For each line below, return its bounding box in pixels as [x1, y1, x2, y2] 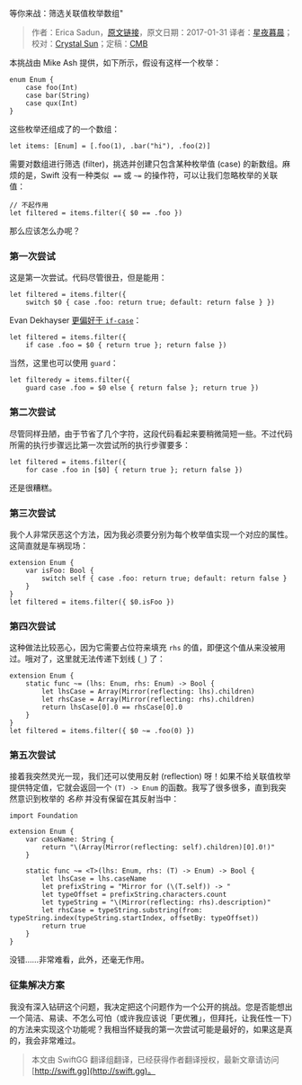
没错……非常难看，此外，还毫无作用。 [9, 955, 150, 965]
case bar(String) [25, 91, 91, 100]
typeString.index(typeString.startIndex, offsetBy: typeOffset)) [9, 914, 259, 923]
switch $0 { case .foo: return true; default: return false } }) [25, 298, 276, 308]
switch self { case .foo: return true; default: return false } [41, 574, 288, 583]
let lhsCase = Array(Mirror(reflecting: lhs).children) [41, 687, 255, 696]
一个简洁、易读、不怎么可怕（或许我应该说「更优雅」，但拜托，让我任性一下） [9, 1012, 293, 1023]
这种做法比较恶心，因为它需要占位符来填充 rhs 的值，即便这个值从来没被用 [9, 642, 286, 653]
